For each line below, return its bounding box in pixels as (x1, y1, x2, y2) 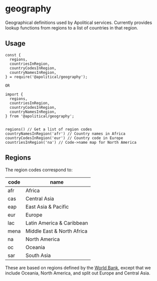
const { (5, 52, 21, 57)
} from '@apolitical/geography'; (5, 113, 75, 119)
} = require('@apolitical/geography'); (5, 74, 88, 79)
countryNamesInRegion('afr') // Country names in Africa (5, 131, 126, 136)
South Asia (25, 252, 51, 259)
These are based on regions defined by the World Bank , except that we (5, 265, 151, 271)
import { (5, 92, 23, 97)
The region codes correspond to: (5, 167, 73, 173)
